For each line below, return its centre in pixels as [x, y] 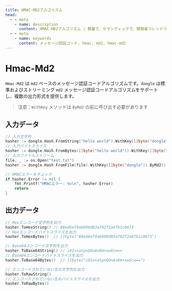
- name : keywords [33, 39]
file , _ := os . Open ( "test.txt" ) [40, 160]
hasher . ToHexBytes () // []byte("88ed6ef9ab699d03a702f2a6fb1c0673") [81, 237]
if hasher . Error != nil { [33, 179]
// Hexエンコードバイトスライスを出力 [41, 232]
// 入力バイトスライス [26, 146]
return [21, 189]
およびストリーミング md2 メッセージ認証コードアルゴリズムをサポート [84, 89]
